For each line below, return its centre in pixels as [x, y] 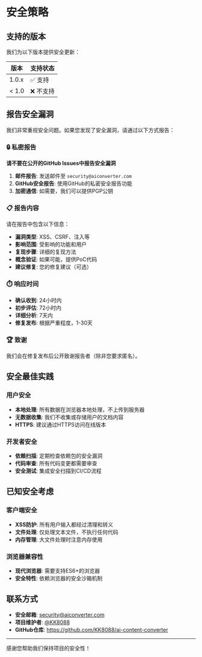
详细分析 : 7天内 [34, 315]
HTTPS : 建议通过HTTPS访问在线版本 [60, 424]
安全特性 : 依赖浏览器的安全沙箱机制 [59, 578]
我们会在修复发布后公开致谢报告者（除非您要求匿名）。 [73, 356]
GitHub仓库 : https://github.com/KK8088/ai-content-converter [91, 629]
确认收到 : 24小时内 [38, 300]
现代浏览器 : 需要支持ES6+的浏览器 [57, 570]
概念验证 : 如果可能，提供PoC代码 [56, 260]
